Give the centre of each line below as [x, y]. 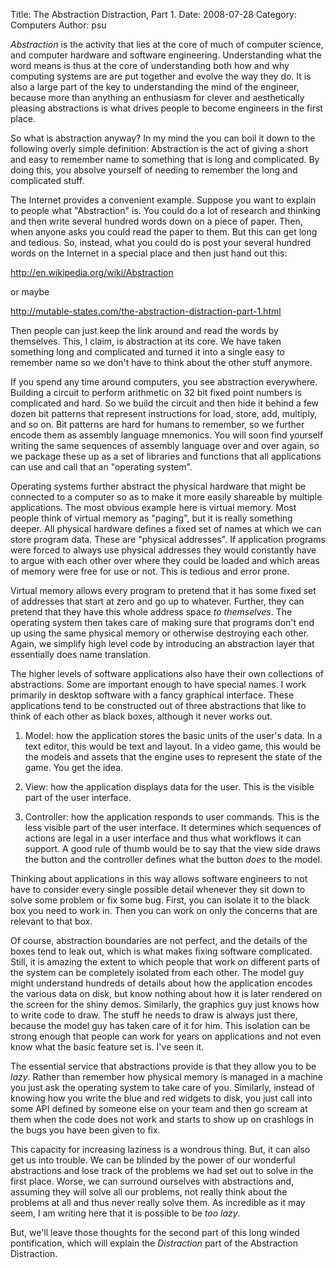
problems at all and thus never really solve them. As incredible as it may [158, 1202]
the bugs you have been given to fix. [85, 1130]
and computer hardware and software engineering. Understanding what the [166, 55]
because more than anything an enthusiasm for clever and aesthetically [157, 97]
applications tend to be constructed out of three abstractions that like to [158, 705]
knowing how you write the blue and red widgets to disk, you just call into [161, 1098]
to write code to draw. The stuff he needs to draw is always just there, [154, 1015]
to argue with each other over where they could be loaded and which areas [165, 560]
